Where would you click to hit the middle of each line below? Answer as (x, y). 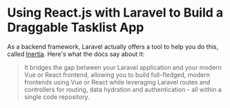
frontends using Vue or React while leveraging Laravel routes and (117, 82)
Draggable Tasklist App (76, 27)
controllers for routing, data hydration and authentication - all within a (123, 89)
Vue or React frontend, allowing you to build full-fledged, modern (117, 75)
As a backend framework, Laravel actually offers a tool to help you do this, (113, 46)
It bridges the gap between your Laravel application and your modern (123, 67)
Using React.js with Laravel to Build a (115, 13)
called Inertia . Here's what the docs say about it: (76, 54)
